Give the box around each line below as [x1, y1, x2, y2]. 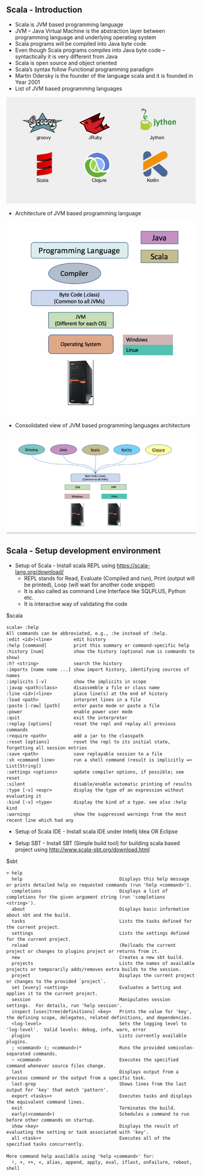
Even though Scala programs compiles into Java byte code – [14, 46, 165, 54]
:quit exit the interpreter [6, 714, 128, 721]
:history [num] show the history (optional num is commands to [6, 648, 195, 655]
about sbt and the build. [6, 912, 71, 918]
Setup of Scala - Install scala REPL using [14, 562, 115, 569]
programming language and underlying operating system [14, 33, 156, 41]
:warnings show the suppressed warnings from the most [6, 811, 187, 817]
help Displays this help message [11, 876, 189, 882]
